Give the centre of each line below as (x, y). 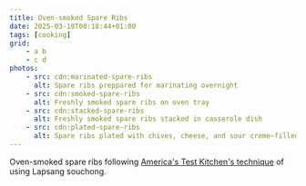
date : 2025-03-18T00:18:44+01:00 (73, 26)
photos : (24, 69)
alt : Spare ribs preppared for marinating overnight (136, 85)
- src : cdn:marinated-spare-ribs (89, 77)
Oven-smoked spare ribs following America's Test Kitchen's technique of (147, 162)
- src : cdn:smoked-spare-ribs (83, 93)
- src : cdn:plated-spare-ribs (83, 128)
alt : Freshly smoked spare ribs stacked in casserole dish (148, 119)
